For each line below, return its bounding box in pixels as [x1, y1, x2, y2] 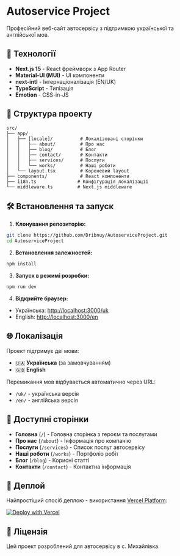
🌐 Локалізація [6, 331, 63, 341]
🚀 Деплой [6, 480, 46, 491]
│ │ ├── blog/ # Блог [6, 146, 97, 152]
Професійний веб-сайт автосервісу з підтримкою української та [6, 24, 174, 32]
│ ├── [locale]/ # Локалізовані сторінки [6, 136, 143, 142]
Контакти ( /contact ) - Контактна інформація [15, 463, 131, 470]
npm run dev [6, 284, 37, 290]
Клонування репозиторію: [15, 220, 86, 228]
